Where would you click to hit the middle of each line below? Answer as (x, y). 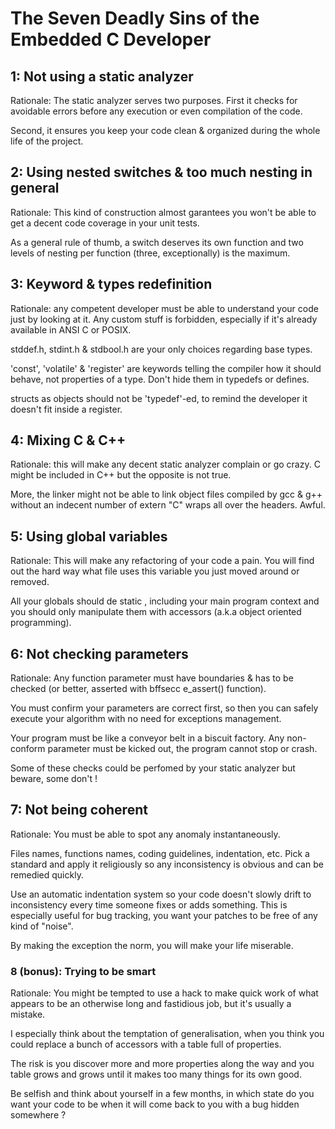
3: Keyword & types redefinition (111, 284)
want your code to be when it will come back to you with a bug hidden (155, 1104)
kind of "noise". (42, 926)
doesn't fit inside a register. (66, 409)
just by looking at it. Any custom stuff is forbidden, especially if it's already (164, 319)
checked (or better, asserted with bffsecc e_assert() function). (138, 689)
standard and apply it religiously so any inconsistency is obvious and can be (167, 864)
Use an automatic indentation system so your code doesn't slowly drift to (161, 894)
